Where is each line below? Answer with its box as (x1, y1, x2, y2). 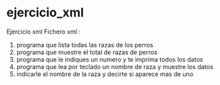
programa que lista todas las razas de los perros (16, 40, 154, 49)
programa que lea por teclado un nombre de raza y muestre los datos (16, 62, 214, 71)
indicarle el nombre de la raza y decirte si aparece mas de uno (16, 70, 194, 78)
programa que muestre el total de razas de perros (16, 48, 157, 56)
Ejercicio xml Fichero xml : (6, 27, 81, 36)
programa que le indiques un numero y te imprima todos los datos (16, 55, 203, 63)
